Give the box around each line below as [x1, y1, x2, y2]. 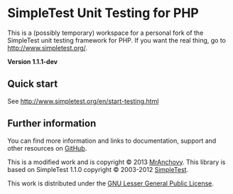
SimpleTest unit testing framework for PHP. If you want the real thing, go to [7, 36, 226, 44]
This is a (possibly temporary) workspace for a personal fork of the [7, 28, 204, 37]
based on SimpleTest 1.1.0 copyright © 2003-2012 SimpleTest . [7, 165, 189, 173]
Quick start [7, 78, 58, 90]
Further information [7, 117, 97, 129]
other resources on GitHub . [7, 144, 87, 152]
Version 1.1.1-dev [7, 57, 58, 65]
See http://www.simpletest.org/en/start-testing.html [7, 97, 159, 105]
